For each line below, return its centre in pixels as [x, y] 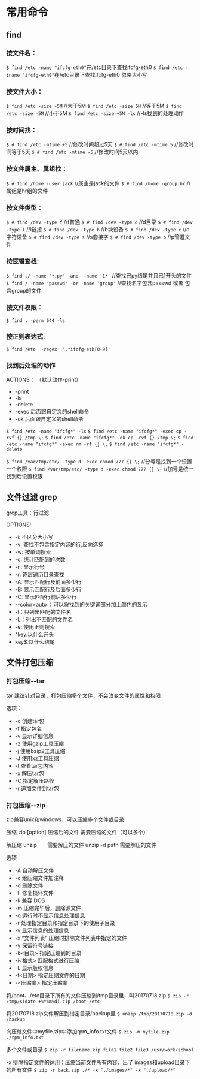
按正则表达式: [26, 336]
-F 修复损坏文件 [34, 893]
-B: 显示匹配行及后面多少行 [48, 590]
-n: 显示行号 [30, 567]
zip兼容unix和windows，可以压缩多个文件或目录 [65, 819]
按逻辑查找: [23, 261]
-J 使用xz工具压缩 [37, 758]
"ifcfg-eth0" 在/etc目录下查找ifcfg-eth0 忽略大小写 [85, 74]
